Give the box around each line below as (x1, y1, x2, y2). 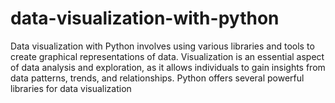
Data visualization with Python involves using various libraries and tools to (10, 40, 315, 52)
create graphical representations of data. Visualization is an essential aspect (10, 50, 325, 62)
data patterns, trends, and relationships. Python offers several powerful (10, 72, 305, 84)
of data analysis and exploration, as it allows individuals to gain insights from (10, 61, 326, 73)
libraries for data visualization (10, 82, 132, 94)
